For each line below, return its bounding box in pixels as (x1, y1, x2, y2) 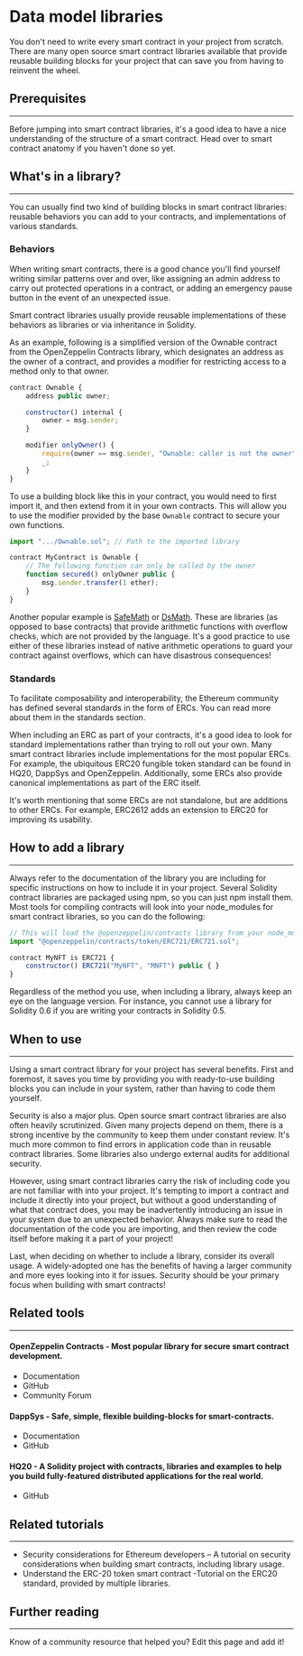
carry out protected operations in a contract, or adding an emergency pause (9, 282, 293, 293)
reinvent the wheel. (9, 65, 81, 76)
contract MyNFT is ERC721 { (9, 953, 115, 962)
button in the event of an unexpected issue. (9, 291, 171, 303)
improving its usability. (9, 814, 93, 825)
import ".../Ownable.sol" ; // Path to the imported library (9, 537, 241, 546)
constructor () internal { (25, 408, 124, 417)
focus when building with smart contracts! (9, 1280, 166, 1291)
